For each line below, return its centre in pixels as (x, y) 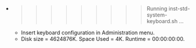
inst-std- (179, 9)
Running (157, 9)
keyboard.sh (162, 21)
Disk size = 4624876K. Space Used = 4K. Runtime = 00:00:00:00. (103, 39)
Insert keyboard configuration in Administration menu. (88, 33)
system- (157, 15)
